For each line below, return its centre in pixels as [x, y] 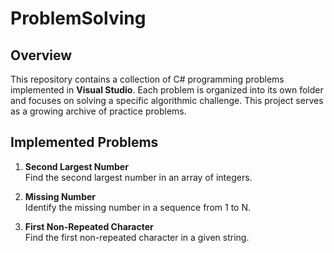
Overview [41, 55]
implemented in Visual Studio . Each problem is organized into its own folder [167, 90]
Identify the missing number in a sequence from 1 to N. [137, 207]
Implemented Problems [84, 142]
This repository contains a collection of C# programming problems [147, 79]
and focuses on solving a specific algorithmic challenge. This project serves [167, 100]
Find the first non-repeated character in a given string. [137, 237]
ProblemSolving [78, 18]
